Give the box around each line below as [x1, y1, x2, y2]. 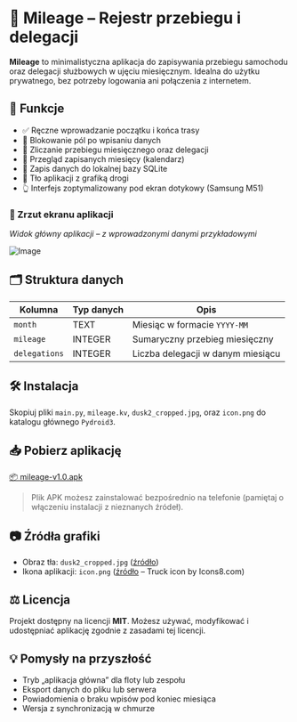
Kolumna [19, 303, 59, 315]
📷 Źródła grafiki [9, 529, 100, 544]
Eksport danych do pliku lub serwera [21, 684, 157, 694]
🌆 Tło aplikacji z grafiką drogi [21, 173, 129, 183]
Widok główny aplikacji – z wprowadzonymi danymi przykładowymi [9, 229, 258, 239]
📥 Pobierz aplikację [9, 443, 122, 458]
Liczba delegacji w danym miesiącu [132, 347, 281, 360]
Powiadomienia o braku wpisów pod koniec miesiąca [21, 694, 216, 704]
